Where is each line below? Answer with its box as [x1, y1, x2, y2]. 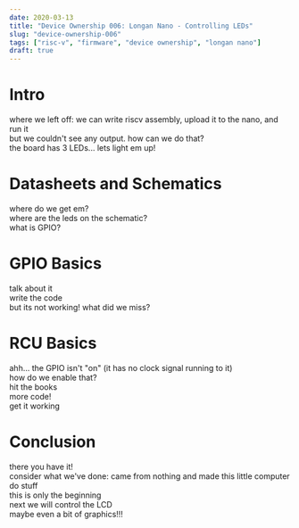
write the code [9, 292, 62, 303]
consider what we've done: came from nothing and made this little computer [9, 470, 290, 482]
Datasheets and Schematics [9, 174, 222, 194]
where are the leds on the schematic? [9, 213, 148, 223]
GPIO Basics [9, 253, 103, 274]
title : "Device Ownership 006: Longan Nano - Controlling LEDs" [9, 21, 253, 30]
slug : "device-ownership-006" [9, 29, 122, 38]
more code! [9, 391, 52, 401]
